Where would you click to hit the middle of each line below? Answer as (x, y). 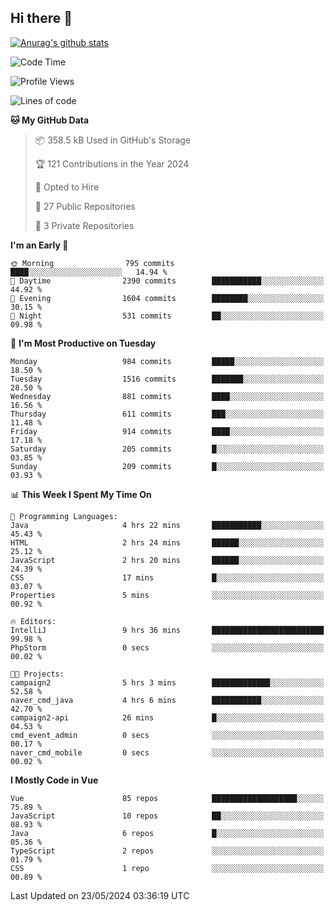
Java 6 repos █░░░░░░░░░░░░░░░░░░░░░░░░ (167, 833)
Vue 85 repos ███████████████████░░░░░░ (167, 798)
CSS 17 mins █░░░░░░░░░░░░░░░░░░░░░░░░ (167, 577)
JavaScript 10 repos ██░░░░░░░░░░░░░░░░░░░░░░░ (167, 816)
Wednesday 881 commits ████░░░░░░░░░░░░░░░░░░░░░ (167, 396)
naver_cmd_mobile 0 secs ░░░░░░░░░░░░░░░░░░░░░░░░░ (167, 752)
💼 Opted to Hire (67, 187)
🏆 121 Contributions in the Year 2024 (112, 163)
